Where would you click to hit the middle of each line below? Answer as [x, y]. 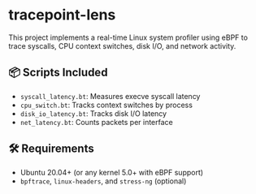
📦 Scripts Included [58, 73]
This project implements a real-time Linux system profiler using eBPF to [128, 37]
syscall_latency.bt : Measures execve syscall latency [110, 96]
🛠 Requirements [52, 149]
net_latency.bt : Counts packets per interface [96, 122]
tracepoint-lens [62, 15]
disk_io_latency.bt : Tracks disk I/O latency [93, 113]
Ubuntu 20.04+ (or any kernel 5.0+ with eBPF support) [112, 172]
